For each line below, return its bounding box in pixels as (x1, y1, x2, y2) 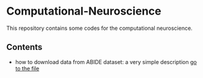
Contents (6, 42, 43, 52)
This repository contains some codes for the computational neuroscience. (6, 24, 193, 32)
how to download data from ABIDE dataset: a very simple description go (15, 58, 197, 65)
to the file (15, 65, 40, 72)
